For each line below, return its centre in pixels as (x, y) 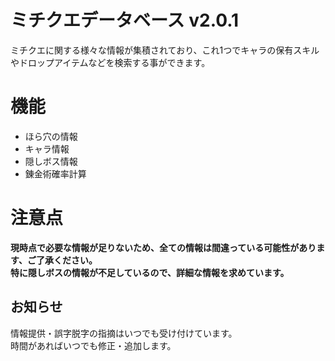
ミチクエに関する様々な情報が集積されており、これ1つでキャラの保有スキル (165, 50)
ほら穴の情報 (51, 136)
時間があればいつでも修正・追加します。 (93, 345)
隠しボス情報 (51, 161)
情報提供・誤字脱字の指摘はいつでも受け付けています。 (124, 333)
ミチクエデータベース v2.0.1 (125, 20)
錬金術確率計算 (55, 173)
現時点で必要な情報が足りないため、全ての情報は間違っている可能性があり (163, 247)
